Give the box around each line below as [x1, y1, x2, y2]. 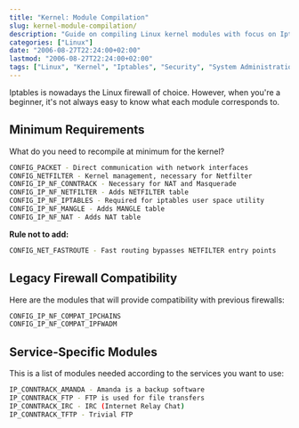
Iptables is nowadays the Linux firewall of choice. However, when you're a [9, 86, 281, 98]
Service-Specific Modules [9, 344, 158, 359]
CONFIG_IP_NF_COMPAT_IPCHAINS [9, 311, 122, 320]
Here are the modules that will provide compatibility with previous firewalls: [9, 295, 285, 305]
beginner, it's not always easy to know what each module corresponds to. [9, 96, 280, 107]
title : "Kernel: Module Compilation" [9, 12, 149, 22]
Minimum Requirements [9, 122, 145, 138]
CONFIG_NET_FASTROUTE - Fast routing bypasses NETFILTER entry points [9, 246, 277, 254]
